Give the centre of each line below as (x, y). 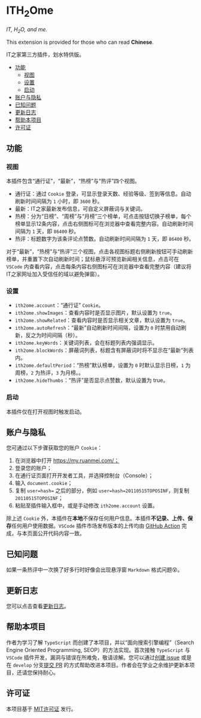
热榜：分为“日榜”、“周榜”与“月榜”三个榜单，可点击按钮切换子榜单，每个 (103, 216)
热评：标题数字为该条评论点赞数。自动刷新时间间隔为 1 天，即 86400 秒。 (104, 239)
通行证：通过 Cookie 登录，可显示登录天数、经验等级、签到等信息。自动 (103, 194)
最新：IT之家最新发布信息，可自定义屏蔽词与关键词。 (80, 209)
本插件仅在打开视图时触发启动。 (45, 411)
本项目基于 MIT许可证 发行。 (41, 708)
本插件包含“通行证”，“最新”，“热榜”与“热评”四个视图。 (73, 181)
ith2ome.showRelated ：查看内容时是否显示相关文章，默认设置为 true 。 (101, 320)
